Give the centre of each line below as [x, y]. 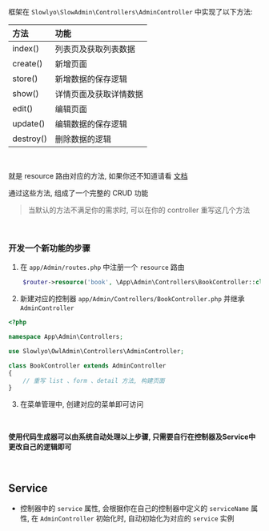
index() [26, 48]
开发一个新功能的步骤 [49, 248]
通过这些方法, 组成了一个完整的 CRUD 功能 [78, 193]
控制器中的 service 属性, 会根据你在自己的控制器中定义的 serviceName [134, 509]
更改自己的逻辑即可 [40, 447]
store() [25, 78]
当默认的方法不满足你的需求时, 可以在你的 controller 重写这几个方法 [139, 210]
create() [28, 64]
